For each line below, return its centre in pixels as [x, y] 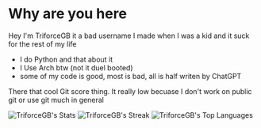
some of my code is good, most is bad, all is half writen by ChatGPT [130, 76]
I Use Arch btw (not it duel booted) [76, 67]
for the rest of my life [42, 43]
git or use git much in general [56, 100]
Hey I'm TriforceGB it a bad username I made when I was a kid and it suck [129, 36]
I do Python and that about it [66, 59]
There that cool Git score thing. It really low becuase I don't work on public [130, 91]
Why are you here [67, 14]
